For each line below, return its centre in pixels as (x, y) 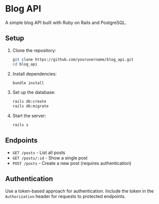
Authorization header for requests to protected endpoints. (65, 196)
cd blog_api (25, 64)
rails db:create (29, 101)
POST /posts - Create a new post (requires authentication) (72, 163)
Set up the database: (34, 92)
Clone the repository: (34, 50)
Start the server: (29, 116)
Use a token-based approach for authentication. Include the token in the (79, 191)
